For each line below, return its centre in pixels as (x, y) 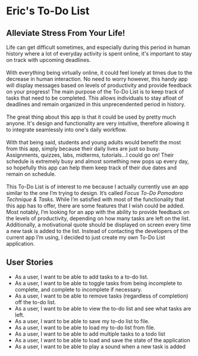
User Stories (30, 263)
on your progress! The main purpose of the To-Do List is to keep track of (95, 92)
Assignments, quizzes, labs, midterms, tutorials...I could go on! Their (90, 155)
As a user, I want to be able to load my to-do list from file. (85, 327)
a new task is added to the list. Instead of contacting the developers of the (97, 231)
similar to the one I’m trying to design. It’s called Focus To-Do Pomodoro (95, 193)
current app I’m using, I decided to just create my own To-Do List (86, 237)
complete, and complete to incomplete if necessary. (78, 289)
